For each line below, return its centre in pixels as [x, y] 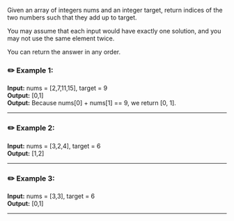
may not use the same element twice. [61, 38]
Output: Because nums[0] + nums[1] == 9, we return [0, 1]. [92, 103]
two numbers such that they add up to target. [72, 17]
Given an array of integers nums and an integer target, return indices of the [115, 10]
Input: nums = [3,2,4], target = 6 [54, 146]
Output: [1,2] [26, 153]
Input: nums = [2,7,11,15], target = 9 [57, 88]
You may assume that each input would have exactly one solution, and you [114, 31]
